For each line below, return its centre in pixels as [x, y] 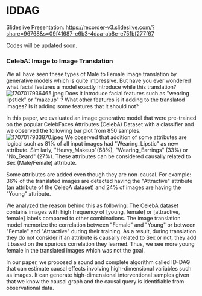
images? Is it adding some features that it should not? [73, 106]
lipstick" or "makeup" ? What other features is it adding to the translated [96, 100]
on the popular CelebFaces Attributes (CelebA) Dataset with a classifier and [100, 124]
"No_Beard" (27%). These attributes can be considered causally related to [99, 156]
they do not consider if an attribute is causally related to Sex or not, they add [101, 238]
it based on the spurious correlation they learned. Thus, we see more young [100, 244]
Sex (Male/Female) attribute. [42, 163]
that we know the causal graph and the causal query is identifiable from [95, 282]
